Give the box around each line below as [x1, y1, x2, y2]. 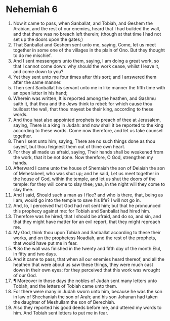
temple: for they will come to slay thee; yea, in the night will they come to [13, 181, 165, 187]
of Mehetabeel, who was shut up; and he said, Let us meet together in [13, 170, 159, 176]
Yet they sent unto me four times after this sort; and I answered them [13, 74, 157, 80]
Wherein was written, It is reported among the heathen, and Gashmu [13, 95, 156, 101]
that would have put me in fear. [13, 240, 78, 246]
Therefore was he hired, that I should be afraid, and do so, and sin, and [13, 213, 161, 219]
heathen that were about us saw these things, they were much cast [13, 261, 153, 268]
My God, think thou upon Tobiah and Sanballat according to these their [13, 229, 161, 235]
